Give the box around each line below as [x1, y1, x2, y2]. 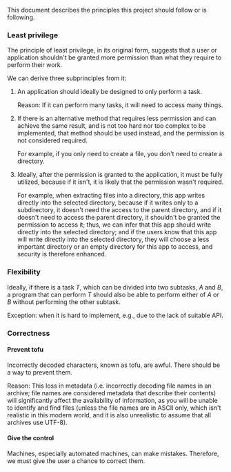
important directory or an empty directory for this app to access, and [17, 243, 213, 251]
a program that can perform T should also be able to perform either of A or [7, 290, 219, 299]
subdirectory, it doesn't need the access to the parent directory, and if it [17, 206, 222, 214]
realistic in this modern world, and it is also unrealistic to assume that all [7, 410, 212, 419]
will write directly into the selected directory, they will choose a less [17, 235, 210, 244]
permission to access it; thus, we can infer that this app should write [17, 220, 212, 229]
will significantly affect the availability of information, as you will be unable [7, 396, 219, 404]
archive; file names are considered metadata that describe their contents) [7, 388, 217, 397]
